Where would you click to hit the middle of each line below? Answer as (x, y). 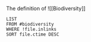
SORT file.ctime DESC (33, 34)
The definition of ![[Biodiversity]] (46, 8)
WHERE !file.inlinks (32, 29)
